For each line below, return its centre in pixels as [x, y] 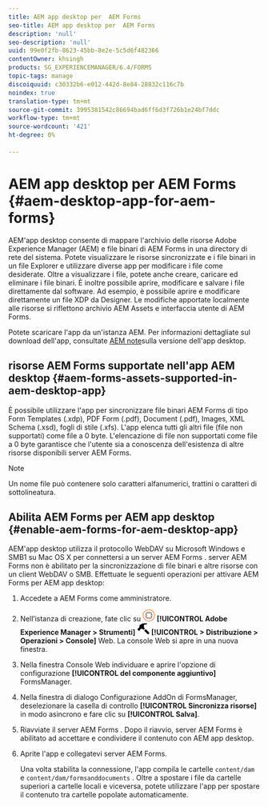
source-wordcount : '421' [50, 127]
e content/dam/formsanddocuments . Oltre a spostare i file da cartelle [130, 778]
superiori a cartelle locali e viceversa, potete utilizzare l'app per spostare [140, 786]
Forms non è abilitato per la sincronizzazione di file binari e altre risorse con [133, 566]
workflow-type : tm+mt [44, 118]
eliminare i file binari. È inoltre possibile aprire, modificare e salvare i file [127, 282]
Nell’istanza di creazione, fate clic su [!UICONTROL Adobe [124, 619]
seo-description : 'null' [50, 42]
